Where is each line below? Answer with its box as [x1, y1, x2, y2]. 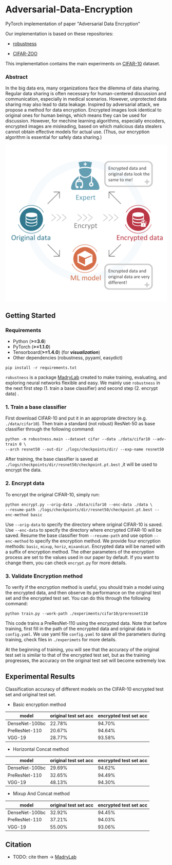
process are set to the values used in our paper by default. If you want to [5, 554, 159, 560]
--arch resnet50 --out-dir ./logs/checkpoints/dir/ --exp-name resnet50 [5, 447, 164, 452]
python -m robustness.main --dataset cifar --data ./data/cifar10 [5, 437, 150, 442]
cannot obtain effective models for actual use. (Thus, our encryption [5, 129, 150, 135]
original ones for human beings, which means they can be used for [5, 112, 147, 119]
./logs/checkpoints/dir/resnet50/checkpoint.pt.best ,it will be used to [5, 461, 158, 467]
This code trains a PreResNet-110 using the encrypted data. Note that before [5, 620, 167, 626]
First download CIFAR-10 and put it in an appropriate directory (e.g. [5, 415, 147, 421]
